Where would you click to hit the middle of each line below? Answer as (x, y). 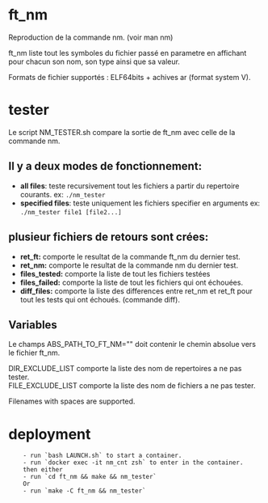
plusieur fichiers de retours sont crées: (109, 237)
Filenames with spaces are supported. (72, 401)
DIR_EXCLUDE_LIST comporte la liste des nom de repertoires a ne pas (125, 369)
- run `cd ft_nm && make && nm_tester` (90, 477)
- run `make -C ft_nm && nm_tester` (85, 491)
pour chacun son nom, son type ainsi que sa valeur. (94, 61)
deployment (50, 434)
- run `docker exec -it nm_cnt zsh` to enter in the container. (133, 463)
